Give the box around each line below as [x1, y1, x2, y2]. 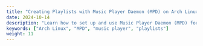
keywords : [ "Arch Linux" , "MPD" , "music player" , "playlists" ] [6, 25, 169, 32]
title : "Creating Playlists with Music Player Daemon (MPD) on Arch [6, 8, 182, 15]
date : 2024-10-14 [6, 14, 50, 20]
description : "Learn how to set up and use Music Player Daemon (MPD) [6, 20, 188, 26]
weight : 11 [6, 31, 34, 37]
